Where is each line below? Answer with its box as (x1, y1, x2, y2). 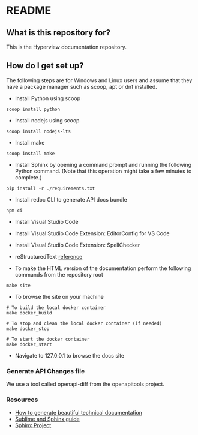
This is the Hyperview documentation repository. (6, 43, 127, 50)
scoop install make (6, 151, 55, 157)
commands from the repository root (14, 271, 104, 278)
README (6, 4, 52, 17)
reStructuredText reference (14, 253, 83, 260)
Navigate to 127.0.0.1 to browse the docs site (14, 352, 125, 359)
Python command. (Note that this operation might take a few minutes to (14, 167, 192, 175)
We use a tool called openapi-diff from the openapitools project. (6, 380, 165, 388)
